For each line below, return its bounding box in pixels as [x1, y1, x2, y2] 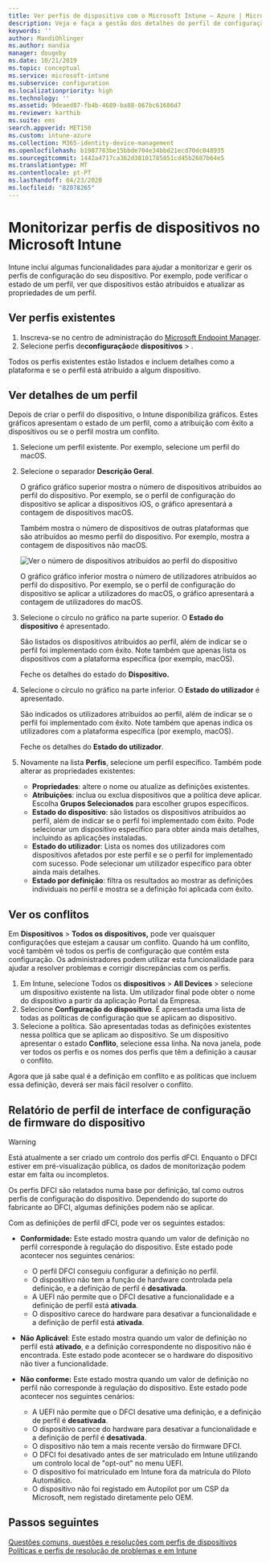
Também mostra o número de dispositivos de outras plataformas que [19, 524, 249, 533]
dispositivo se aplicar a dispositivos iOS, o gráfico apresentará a [19, 500, 233, 509]
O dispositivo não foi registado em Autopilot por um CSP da [31, 1483, 229, 1493]
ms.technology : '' [8, 94, 70, 102]
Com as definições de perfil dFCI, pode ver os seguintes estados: [8, 1218, 226, 1228]
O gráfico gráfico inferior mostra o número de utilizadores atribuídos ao [19, 572, 257, 582]
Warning [8, 1137, 36, 1146]
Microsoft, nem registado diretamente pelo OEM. [31, 1492, 194, 1502]
